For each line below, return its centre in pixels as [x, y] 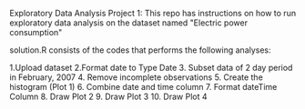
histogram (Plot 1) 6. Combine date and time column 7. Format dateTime [143, 87]
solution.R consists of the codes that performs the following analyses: [140, 50]
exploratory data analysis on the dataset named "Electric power [129, 23]
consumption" [36, 32]
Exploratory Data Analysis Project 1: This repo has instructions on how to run [153, 13]
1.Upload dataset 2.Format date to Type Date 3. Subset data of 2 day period [151, 68]
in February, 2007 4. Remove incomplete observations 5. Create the [137, 77]
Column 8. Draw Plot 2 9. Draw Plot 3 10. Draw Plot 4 [108, 96]
